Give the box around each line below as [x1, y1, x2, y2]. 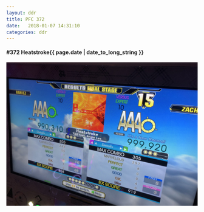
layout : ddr [6, 10, 36, 16]
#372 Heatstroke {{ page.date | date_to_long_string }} [6, 49, 144, 56]
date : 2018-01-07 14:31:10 [6, 22, 80, 29]
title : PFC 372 [6, 16, 45, 22]
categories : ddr [6, 29, 47, 35]
